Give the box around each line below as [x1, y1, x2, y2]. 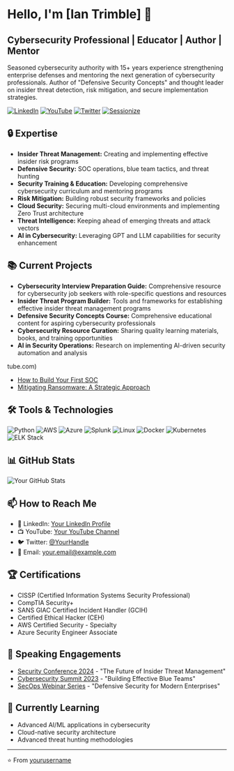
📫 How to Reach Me [7, 497, 97, 509]
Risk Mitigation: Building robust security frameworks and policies [17, 194, 207, 202]
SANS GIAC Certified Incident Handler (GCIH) [17, 606, 148, 614]
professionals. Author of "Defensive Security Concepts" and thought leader [7, 78, 224, 87]
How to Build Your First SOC [17, 375, 99, 384]
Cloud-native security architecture [17, 728, 116, 736]
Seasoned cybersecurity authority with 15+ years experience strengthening [7, 63, 224, 72]
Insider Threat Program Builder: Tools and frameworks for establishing [17, 297, 223, 305]
